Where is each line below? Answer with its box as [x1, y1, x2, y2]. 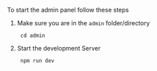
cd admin [20, 32, 46, 39]
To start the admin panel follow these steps [7, 6, 129, 14]
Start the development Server [16, 44, 101, 52]
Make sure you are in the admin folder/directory [16, 19, 150, 27]
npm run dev [20, 57, 55, 64]
